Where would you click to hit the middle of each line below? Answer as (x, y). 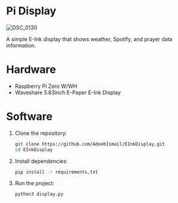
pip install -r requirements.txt (56, 172)
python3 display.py (39, 194)
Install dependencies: (41, 161)
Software (29, 117)
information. (21, 45)
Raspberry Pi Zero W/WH (46, 86)
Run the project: (35, 183)
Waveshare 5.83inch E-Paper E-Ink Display (68, 92)
